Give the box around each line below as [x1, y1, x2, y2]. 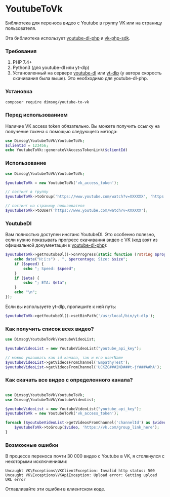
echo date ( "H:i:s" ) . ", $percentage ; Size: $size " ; [14, 257, 128, 262]
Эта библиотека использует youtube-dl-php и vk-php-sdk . [5, 35, 131, 41]
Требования [5, 48, 37, 55]
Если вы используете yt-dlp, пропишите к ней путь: [5, 303, 116, 310]
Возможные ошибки [5, 441, 59, 448]
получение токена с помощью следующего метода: [5, 128, 118, 134]
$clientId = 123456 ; [5, 143, 49, 148]
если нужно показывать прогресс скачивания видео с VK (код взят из [5, 237, 158, 243]
